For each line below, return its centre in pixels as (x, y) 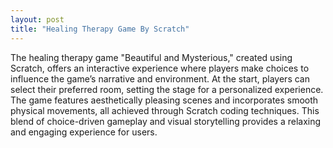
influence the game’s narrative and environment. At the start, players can (160, 78)
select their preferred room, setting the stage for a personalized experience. (167, 89)
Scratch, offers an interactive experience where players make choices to (160, 68)
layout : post (37, 19)
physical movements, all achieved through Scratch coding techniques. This (165, 110)
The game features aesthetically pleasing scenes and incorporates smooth (164, 100)
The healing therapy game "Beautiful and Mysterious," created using (151, 57)
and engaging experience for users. (84, 132)
